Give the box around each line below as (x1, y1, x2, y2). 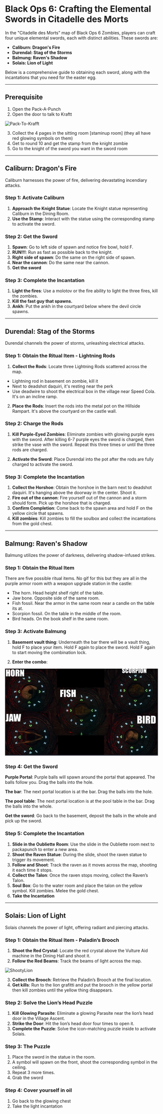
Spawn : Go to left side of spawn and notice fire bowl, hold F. (12, 244, 133, 250)
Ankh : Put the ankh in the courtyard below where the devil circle (12, 303, 141, 309)
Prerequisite (5, 93, 43, 102)
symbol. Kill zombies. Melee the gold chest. (12, 887, 99, 893)
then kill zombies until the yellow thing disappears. (12, 987, 113, 993)
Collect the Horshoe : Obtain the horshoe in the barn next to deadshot (12, 485, 152, 491)
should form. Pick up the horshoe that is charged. (12, 500, 112, 506)
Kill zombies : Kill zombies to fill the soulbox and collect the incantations (12, 515, 156, 521)
